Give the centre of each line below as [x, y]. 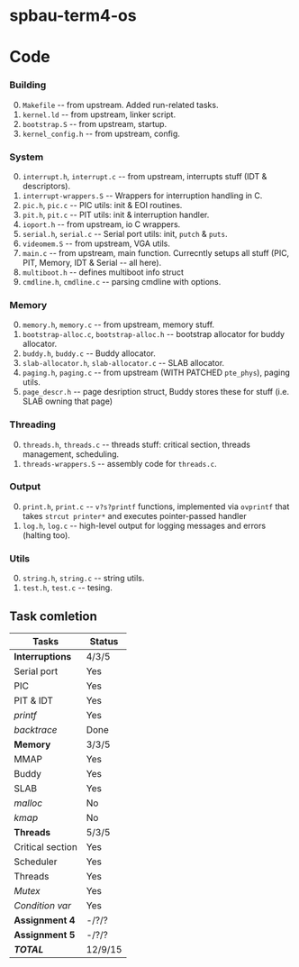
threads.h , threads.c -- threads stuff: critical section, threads [136, 444]
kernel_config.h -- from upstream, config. [101, 133]
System [27, 157]
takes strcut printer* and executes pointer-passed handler [134, 515]
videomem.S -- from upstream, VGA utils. [96, 243]
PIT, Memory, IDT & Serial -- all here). [92, 262]
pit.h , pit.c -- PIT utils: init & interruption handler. [116, 214]
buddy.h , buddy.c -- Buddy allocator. [89, 353]
